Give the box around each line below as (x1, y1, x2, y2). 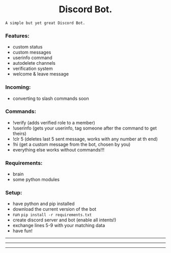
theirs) (12, 130, 26, 136)
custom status (12, 44, 43, 50)
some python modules (12, 176, 60, 183)
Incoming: (5, 84, 31, 91)
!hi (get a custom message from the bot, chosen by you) (12, 141, 131, 147)
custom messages (12, 49, 51, 56)
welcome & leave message (12, 71, 69, 77)
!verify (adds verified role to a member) (12, 119, 95, 125)
